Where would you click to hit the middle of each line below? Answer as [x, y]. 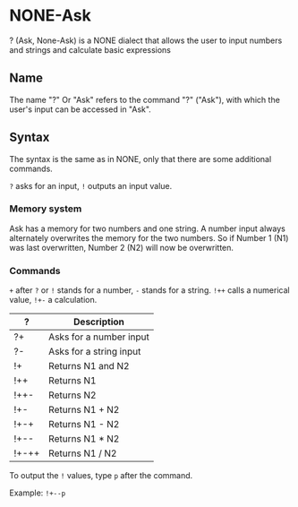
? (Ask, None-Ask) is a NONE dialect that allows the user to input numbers [146, 40]
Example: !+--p [38, 493]
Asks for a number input [99, 337]
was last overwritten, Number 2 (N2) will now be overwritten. [122, 247]
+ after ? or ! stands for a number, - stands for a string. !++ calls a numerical [149, 290]
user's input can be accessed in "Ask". [81, 109]
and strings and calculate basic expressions [90, 49]
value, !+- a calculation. [53, 300]
